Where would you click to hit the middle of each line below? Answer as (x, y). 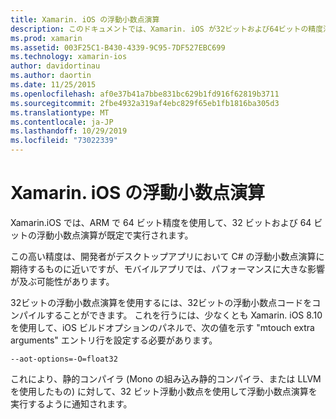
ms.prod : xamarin (46, 38)
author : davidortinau (55, 66)
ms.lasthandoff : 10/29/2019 (69, 131)
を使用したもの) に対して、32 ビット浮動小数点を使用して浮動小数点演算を (164, 391)
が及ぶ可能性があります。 (62, 281)
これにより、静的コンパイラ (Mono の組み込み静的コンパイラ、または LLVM (166, 378)
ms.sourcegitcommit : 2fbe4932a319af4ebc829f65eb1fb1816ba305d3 (145, 103)
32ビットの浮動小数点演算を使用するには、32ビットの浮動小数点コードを (161, 302)
